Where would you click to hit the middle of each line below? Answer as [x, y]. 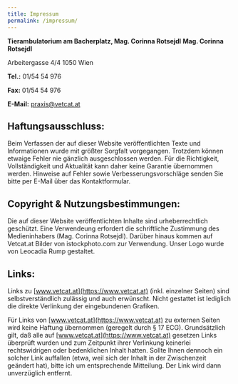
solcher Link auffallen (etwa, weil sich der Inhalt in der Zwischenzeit [107, 358]
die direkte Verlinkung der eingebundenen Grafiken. [83, 306]
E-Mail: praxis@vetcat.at [44, 103]
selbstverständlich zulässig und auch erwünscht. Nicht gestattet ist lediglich [119, 298]
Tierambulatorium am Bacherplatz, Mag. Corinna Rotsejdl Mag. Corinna [116, 41]
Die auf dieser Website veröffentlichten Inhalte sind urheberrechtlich [108, 221]
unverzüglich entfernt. [40, 373]
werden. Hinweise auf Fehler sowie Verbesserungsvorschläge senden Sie [115, 174]
